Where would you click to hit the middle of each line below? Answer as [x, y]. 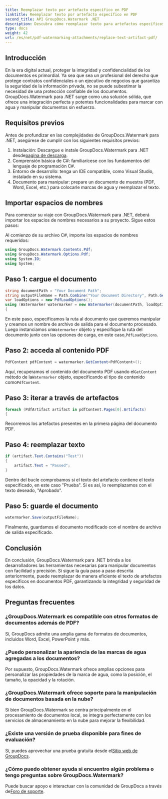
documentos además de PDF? [42, 623]
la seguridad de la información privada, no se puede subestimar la [73, 86]
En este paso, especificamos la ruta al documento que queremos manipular [83, 319]
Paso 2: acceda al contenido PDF [57, 350]
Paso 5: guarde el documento [52, 506]
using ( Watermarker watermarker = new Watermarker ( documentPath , [74, 305]
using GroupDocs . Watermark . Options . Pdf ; [48, 254]
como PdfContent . [23, 382]
